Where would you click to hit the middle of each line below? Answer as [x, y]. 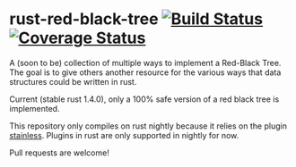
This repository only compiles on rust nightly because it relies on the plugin [148, 126]
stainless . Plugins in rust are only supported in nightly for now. [124, 135]
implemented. [35, 108]
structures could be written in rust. [73, 81]
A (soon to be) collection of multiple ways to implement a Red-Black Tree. [145, 63]
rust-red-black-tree [84, 19]
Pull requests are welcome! [59, 153]
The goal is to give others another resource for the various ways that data [145, 72]
